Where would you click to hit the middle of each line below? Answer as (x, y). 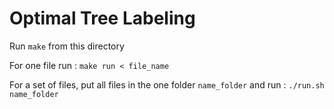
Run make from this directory (67, 46)
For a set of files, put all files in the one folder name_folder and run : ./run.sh (167, 84)
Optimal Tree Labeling (102, 18)
